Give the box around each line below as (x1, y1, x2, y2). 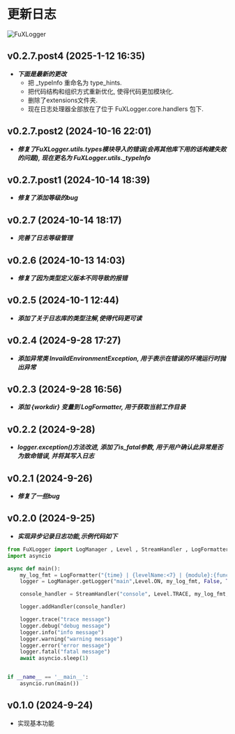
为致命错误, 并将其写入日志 (17, 452, 95, 460)
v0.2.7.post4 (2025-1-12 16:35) (7, 50, 145, 62)
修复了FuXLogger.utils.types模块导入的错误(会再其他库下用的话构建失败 (17, 145, 227, 153)
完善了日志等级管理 (17, 233, 73, 242)
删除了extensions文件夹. (27, 96, 98, 104)
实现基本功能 (17, 719, 54, 727)
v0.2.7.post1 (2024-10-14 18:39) (7, 174, 151, 186)
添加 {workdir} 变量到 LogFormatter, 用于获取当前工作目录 (17, 403, 186, 411)
